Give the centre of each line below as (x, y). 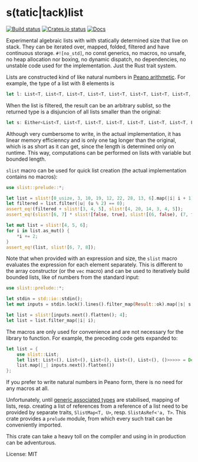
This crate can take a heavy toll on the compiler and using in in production (96, 437)
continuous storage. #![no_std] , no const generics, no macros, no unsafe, (96, 53)
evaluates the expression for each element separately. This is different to (95, 265)
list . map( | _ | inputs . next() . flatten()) (66, 365)
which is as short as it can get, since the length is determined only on (90, 146)
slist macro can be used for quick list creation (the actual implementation (96, 170)
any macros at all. (27, 388)
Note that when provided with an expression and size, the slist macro (92, 258)
